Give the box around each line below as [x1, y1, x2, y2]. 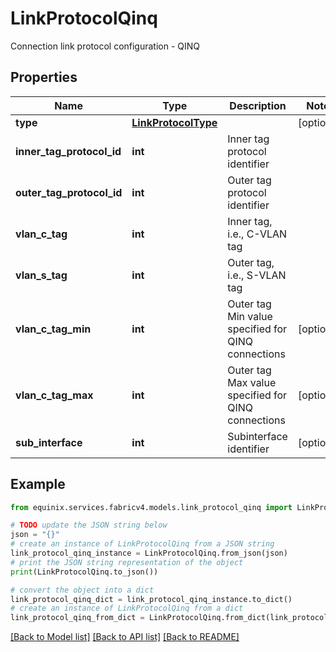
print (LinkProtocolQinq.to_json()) [10, 567, 159, 577]
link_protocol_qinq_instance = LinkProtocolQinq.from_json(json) [10, 548, 288, 559]
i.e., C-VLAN [227, 227, 288, 241]
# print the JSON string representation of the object [10, 557, 244, 567]
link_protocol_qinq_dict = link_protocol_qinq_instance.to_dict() [10, 594, 293, 604]
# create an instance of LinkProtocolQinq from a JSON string [10, 539, 275, 549]
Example [10, 476, 66, 493]
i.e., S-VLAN [227, 268, 287, 282]
